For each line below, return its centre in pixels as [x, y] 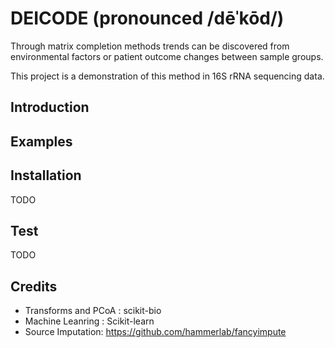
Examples [41, 141]
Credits [34, 286]
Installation [46, 175]
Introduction [50, 107]
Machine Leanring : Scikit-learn [89, 321]
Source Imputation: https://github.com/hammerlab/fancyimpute [155, 332]
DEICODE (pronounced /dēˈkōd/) [147, 18]
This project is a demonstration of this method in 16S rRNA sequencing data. [167, 76]
